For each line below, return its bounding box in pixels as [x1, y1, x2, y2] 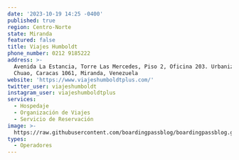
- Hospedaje [14, 103, 50, 110]
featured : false [7, 37, 55, 44]
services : [7, 96, 37, 103]
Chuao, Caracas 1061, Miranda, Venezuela [14, 69, 139, 76]
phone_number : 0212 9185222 [7, 50, 91, 57]
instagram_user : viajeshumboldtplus [7, 89, 116, 96]
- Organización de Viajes [14, 109, 91, 116]
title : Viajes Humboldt [7, 43, 78, 50]
